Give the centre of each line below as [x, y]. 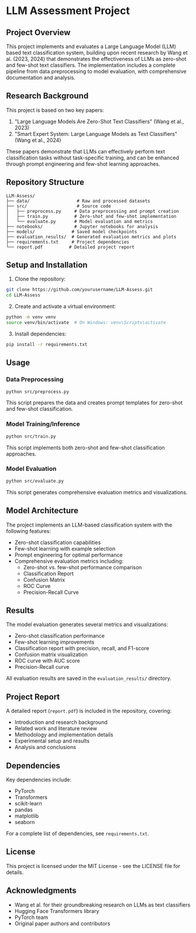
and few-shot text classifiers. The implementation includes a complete [91, 65]
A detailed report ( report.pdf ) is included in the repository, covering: [89, 711]
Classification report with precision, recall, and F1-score [82, 648]
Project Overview [38, 33]
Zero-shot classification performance [60, 636]
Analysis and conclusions [45, 747]
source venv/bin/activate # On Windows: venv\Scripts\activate [86, 323]
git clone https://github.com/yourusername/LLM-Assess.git [80, 290]
